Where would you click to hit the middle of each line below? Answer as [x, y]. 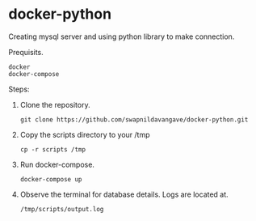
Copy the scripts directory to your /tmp [85, 134]
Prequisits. [26, 52]
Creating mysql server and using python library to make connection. [122, 36]
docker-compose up [51, 179]
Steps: [19, 89]
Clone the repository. [55, 104]
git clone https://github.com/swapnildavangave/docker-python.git [134, 119]
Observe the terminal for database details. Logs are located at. [124, 194]
